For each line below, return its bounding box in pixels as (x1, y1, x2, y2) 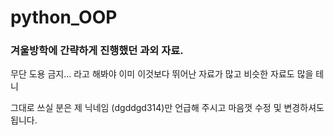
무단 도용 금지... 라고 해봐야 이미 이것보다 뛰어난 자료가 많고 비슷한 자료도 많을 (10, 68, 314, 80)
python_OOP (10, 6, 118, 29)
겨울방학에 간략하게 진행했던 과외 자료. (10, 44, 184, 58)
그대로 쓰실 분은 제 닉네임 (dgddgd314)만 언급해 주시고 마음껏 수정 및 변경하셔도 (10, 102, 325, 114)
